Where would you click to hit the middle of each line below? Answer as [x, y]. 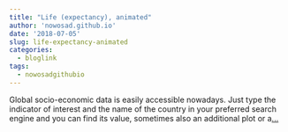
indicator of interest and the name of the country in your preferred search [143, 109]
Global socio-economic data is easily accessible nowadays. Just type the [143, 99]
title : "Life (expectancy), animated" [80, 17]
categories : [31, 50]
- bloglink [37, 58]
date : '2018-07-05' [45, 33]
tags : [19, 67]
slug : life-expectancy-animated [68, 42]
